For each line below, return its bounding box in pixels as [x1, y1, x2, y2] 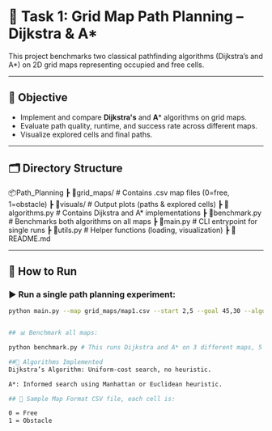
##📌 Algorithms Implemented [8, 357, 104, 366]
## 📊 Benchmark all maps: [8, 329, 99, 337]
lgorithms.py [8, 208, 54, 218]
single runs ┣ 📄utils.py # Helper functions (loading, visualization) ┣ [8, 225, 230, 235]
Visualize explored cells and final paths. [19, 129, 153, 139]
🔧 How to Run [8, 264, 78, 278]
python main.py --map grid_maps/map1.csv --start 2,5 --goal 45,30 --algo [8, 307, 266, 315]
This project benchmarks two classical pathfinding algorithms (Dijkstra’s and [8, 51, 263, 61]
